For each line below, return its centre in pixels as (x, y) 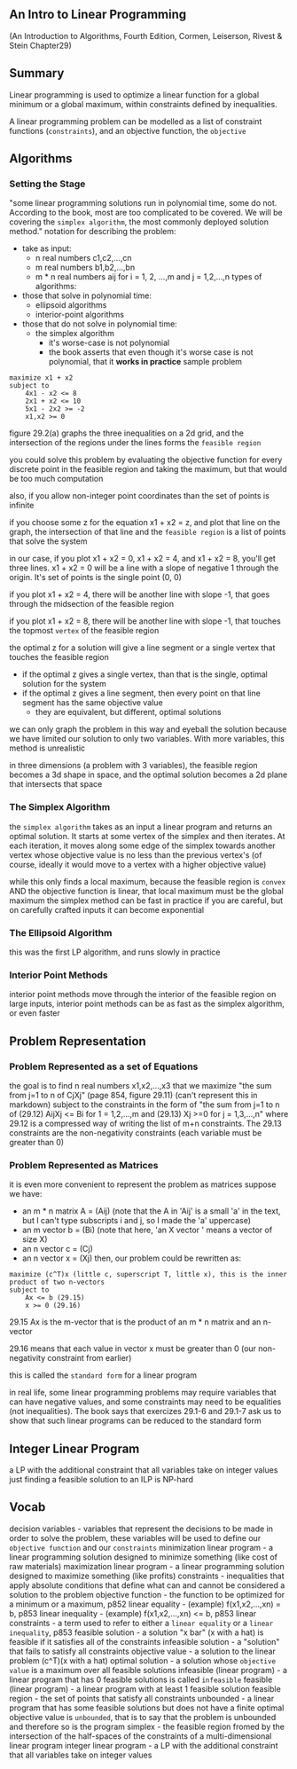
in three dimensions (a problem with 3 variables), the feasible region (134, 766)
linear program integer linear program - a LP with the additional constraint (144, 1745)
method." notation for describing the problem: (93, 232)
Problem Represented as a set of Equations (104, 1066)
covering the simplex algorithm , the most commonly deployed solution (139, 222)
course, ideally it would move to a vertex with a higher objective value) (138, 864)
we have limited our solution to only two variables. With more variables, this (147, 739)
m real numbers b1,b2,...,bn (85, 267)
